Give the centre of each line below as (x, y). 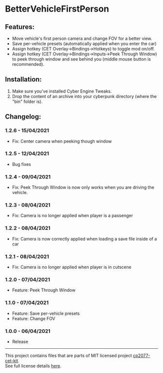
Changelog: (23, 117)
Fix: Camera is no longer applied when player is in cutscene (72, 267)
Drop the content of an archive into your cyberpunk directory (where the (84, 96)
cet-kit (12, 360)
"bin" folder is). (27, 101)
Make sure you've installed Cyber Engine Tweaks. (62, 91)
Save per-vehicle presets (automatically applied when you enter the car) (84, 44)
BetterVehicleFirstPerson (57, 9)
